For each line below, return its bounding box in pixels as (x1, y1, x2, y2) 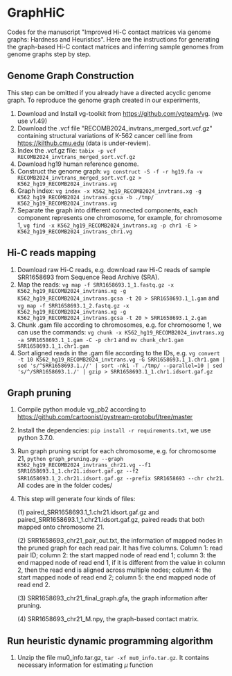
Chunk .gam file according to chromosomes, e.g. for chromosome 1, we (17, 321, 222, 329)
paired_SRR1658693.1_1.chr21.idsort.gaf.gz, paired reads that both (17, 516, 205, 524)
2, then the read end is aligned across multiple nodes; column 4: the (17, 566, 212, 574)
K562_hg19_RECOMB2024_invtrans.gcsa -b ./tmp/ (17, 194, 154, 201)
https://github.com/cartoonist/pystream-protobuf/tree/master (17, 413, 193, 421)
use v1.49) (17, 117, 47, 125)
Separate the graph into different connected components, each (17, 206, 198, 214)
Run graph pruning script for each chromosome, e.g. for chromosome (17, 447, 217, 455)
